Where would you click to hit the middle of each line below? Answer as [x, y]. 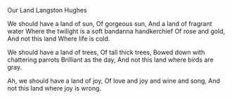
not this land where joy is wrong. [54, 88]
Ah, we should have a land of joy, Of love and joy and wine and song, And [114, 81]
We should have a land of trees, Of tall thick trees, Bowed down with [106, 52]
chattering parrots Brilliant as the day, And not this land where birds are [110, 60]
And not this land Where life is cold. [59, 39]
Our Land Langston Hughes [47, 10]
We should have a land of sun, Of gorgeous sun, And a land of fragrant [110, 24]
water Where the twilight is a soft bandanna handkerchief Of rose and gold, [116, 31]
